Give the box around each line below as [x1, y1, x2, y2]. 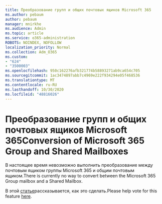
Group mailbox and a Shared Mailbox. [5, 178, 83, 184]
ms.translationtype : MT [5, 78, 55, 83]
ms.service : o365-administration [5, 36, 75, 41]
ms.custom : [5, 54, 28, 59]
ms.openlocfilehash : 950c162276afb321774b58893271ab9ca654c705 [5, 69, 140, 74]
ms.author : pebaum [5, 12, 44, 17]
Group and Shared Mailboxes [5, 146, 129, 157]
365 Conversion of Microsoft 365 [5, 134, 144, 146]
